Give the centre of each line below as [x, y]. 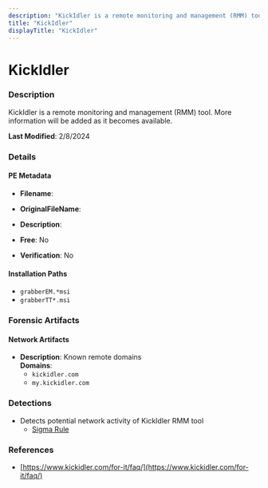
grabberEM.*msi [45, 292]
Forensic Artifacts [44, 321]
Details [22, 156]
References [31, 450]
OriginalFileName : [50, 209]
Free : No [34, 239]
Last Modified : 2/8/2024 [49, 136]
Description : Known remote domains [81, 357]
